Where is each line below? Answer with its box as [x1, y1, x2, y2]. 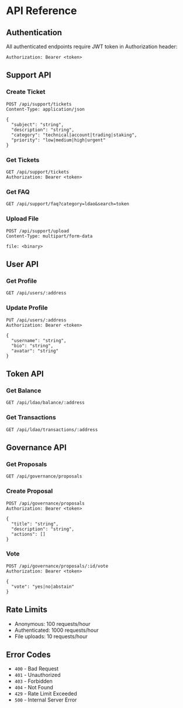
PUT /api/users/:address [6, 317, 67, 323]
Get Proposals [6, 460, 47, 468]
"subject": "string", [11, 121, 64, 127]
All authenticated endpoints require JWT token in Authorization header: [6, 43, 178, 50]
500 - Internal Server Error [14, 696, 77, 703]
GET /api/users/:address [6, 290, 67, 296]
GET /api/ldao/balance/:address [6, 400, 85, 406]
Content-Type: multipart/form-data [6, 233, 93, 239]
